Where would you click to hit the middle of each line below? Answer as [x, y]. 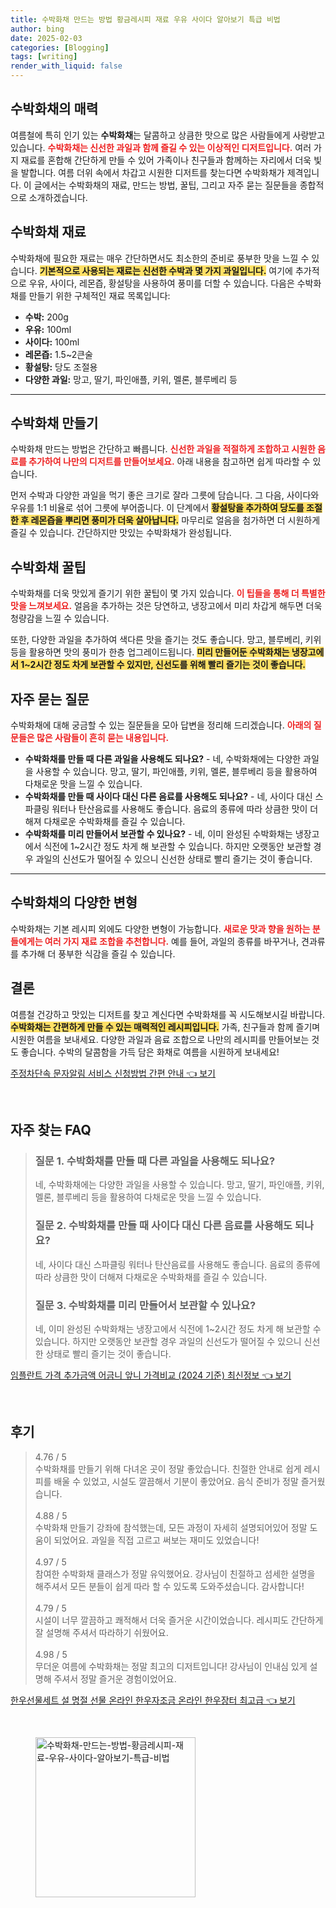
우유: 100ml [48, 329]
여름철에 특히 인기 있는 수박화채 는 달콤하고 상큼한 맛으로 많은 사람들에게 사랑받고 [168, 135]
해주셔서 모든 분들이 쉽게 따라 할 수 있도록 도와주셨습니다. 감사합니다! [169, 1586]
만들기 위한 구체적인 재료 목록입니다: [99, 295]
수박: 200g [46, 317]
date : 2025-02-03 [46, 38]
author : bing [37, 29]
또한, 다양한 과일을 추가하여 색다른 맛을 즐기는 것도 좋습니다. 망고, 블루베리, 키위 [166, 640]
